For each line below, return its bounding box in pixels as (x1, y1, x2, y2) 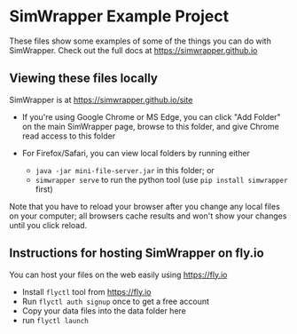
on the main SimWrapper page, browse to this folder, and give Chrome (21, 121, 279, 131)
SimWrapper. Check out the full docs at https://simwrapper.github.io (9, 44, 258, 55)
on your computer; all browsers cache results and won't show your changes (9, 211, 287, 221)
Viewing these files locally (9, 71, 158, 86)
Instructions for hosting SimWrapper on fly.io (9, 246, 264, 261)
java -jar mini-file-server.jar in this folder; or (35, 164, 215, 175)
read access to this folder (21, 131, 116, 141)
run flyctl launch (21, 314, 89, 325)
